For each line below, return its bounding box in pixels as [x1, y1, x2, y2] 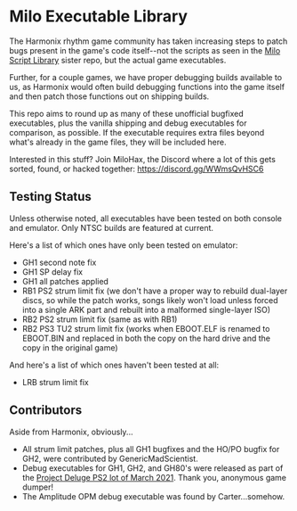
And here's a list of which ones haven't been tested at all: [9, 359, 220, 370]
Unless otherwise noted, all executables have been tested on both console [9, 212, 283, 224]
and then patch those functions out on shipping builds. [9, 91, 210, 102]
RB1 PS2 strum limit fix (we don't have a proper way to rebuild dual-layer [21, 285, 288, 296]
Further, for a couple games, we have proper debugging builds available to [9, 71, 283, 82]
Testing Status [9, 189, 92, 204]
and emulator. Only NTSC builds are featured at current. [9, 222, 214, 233]
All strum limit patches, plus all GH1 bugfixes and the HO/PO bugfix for [21, 443, 280, 454]
